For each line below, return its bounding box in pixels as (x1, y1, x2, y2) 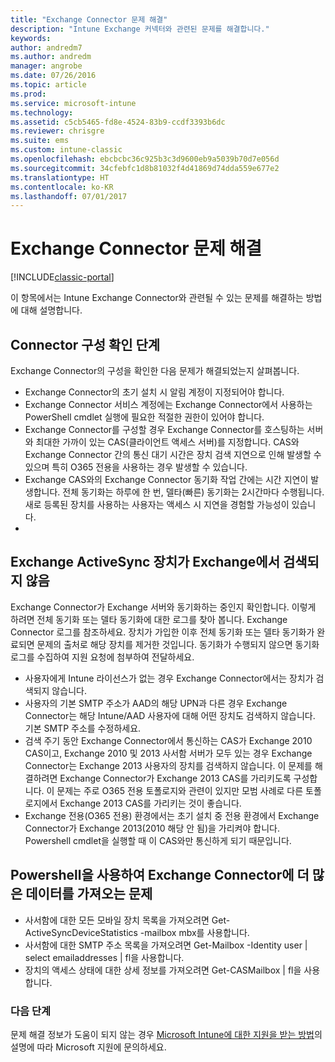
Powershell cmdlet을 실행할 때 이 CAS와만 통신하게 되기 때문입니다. (24, 834, 292, 846)
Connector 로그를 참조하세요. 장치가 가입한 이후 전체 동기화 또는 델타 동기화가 (10, 626, 315, 638)
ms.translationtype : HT (10, 172, 110, 183)
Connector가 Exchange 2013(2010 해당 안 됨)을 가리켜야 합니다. (24, 822, 280, 834)
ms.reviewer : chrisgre (10, 126, 105, 136)
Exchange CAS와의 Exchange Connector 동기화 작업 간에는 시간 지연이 (24, 474, 309, 485)
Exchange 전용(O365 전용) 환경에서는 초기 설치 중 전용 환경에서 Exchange (24, 809, 320, 821)
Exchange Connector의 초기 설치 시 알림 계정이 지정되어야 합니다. (24, 386, 285, 398)
